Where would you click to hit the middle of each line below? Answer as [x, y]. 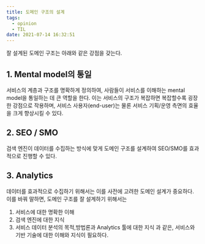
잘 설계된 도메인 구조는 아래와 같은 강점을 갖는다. [64, 53]
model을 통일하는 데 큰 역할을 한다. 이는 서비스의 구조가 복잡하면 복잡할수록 [96, 97]
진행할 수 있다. [39, 156]
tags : [13, 18]
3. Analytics [30, 176]
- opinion [24, 23]
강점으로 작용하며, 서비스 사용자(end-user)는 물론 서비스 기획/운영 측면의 [100, 105]
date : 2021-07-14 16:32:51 [41, 35]
